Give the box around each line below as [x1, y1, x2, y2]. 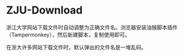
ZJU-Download [6, 4, 83, 17]
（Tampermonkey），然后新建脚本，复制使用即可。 [6, 31, 131, 38]
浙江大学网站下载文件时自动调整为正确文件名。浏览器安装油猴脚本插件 [6, 24, 178, 31]
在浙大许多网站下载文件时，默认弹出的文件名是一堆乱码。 [6, 44, 147, 51]
